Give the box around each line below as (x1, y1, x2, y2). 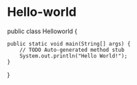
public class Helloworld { (7, 27, 78, 35)
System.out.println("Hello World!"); (19, 53, 128, 59)
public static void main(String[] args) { (7, 40, 131, 47)
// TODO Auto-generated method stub (19, 46, 125, 53)
